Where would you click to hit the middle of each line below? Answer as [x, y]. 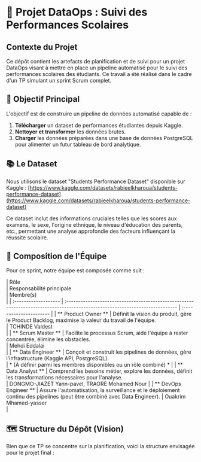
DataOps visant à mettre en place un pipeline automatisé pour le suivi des [97, 68]
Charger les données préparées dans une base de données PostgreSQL [104, 138]
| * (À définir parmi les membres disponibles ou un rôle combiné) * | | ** [95, 365]
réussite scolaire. [27, 237]
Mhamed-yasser [27, 403]
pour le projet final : [31, 453]
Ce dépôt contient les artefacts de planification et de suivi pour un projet [96, 61]
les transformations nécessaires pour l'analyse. [65, 378]
